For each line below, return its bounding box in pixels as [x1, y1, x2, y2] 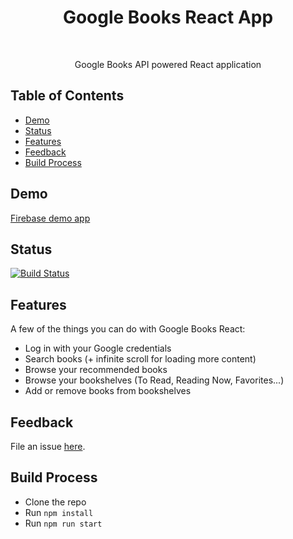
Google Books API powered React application [74, 58, 262, 70]
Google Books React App [62, 6, 274, 29]
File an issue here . [10, 441, 86, 452]
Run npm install [24, 506, 94, 518]
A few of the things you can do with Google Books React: [10, 323, 246, 335]
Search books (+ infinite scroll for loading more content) [24, 353, 257, 365]
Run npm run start [24, 517, 103, 529]
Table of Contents [10, 87, 125, 105]
